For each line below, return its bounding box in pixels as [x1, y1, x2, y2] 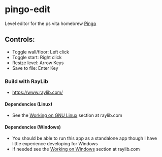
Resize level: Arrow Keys [12, 60, 64, 66]
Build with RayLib [5, 77, 49, 85]
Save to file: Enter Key [12, 65, 59, 71]
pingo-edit [5, 4, 50, 15]
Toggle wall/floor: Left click [12, 48, 70, 55]
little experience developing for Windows [12, 141, 98, 147]
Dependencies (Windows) [5, 124, 61, 130]
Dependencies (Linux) [5, 101, 53, 107]
